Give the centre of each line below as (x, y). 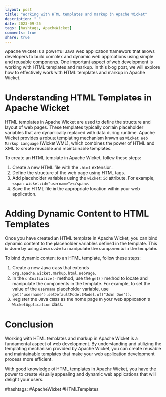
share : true (17, 38)
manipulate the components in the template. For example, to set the (81, 283)
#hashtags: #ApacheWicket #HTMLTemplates (52, 389)
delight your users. (24, 379)
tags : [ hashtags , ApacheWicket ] (38, 28)
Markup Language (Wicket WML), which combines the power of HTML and (80, 143)
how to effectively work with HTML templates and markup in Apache (75, 72)
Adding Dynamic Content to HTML (77, 214)
